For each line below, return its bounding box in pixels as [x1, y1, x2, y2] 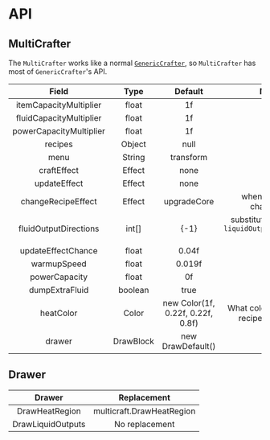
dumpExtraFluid [29, 285, 89, 295]
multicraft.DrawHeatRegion [93, 405, 196, 417]
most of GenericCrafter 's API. [8, 67, 108, 76]
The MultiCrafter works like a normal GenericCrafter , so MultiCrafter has [8, 58, 256, 68]
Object [121, 138, 147, 150]
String [121, 152, 145, 162]
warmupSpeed [31, 258, 87, 269]
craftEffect [39, 165, 79, 175]
